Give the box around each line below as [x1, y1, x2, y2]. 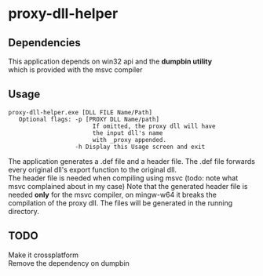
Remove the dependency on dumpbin [8, 258, 130, 267]
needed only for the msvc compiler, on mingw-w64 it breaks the [8, 190, 217, 199]
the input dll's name [92, 129, 163, 137]
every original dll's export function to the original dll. [8, 165, 177, 174]
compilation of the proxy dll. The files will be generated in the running [8, 198, 233, 208]
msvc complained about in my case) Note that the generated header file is [8, 181, 248, 191]
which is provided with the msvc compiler [8, 65, 143, 74]
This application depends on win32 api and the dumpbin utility [8, 56, 213, 66]
